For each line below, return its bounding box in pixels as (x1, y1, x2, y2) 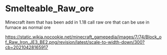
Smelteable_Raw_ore (5, 3, 94, 14)
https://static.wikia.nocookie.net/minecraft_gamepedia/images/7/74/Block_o (5, 34, 162, 40)
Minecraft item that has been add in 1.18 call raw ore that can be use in (5, 19, 150, 25)
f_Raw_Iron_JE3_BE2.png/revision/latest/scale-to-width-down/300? (5, 39, 145, 45)
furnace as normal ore (5, 24, 51, 30)
